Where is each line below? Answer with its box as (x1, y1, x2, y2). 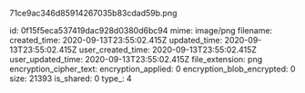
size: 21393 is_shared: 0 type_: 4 (9, 73, 132, 84)
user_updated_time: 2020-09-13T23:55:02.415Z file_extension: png (9, 54, 262, 64)
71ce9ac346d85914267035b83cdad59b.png (9, 8, 178, 18)
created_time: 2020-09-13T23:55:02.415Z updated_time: (9, 35, 223, 45)
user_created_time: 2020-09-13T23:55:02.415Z (78, 44, 258, 55)
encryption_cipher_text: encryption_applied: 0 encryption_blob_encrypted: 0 (9, 63, 296, 74)
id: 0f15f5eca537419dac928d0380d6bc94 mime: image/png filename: (9, 25, 273, 35)
